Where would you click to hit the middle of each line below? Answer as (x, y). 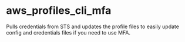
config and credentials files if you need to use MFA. (68, 32)
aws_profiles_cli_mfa (59, 11)
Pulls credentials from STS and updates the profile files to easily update (92, 26)
